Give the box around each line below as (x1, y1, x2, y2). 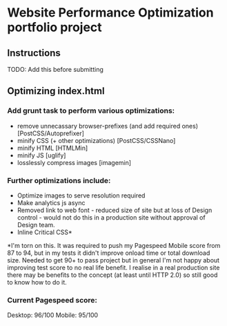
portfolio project (7, 19, 102, 35)
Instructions (7, 47, 61, 59)
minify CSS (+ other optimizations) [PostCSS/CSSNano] (17, 136, 176, 144)
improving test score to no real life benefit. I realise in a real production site (7, 263, 220, 271)
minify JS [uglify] (17, 151, 66, 160)
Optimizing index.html (7, 85, 105, 97)
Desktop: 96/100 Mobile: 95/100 (7, 311, 99, 319)
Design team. (17, 220, 55, 229)
